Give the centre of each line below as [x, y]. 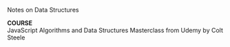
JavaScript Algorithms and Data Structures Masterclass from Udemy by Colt [115, 30]
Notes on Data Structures [43, 10]
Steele [16, 37]
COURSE [20, 23]
